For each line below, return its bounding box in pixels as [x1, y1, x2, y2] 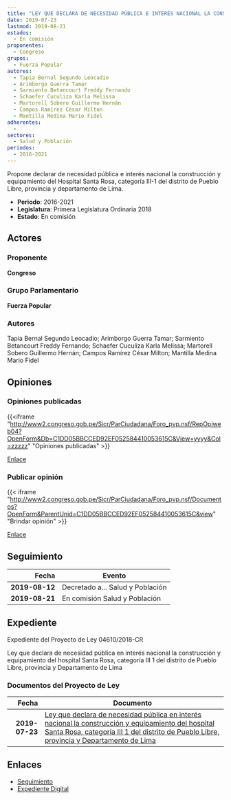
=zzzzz [7, 441, 28, 450]
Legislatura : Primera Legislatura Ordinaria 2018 [16, 204, 152, 213]
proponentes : [7, 42, 45, 49]
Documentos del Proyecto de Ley [7, 680, 120, 690]
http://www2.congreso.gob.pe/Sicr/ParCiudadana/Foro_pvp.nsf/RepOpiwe [10, 419, 221, 428]
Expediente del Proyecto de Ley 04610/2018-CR [7, 635, 144, 644]
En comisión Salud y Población [61, 593, 162, 603]
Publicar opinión [7, 472, 63, 482]
